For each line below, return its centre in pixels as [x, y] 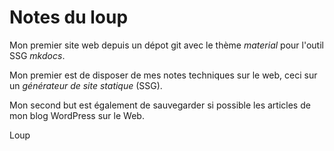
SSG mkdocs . [37, 55]
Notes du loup [69, 17]
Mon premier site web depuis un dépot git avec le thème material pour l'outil [166, 45]
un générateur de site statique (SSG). [86, 85]
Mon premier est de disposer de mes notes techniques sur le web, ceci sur [163, 75]
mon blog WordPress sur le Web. [77, 115]
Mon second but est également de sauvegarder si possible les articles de [160, 105]
